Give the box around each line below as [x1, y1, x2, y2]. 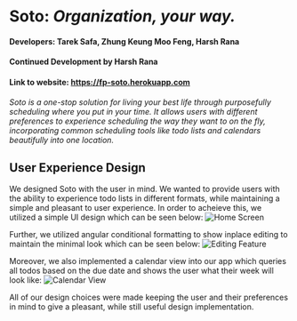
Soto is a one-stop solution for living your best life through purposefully [9, 96, 271, 108]
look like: [9, 275, 43, 285]
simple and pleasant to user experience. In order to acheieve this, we [9, 203, 262, 213]
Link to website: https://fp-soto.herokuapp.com [9, 76, 191, 87]
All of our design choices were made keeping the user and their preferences [9, 292, 289, 303]
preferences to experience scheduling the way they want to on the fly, [9, 116, 267, 126]
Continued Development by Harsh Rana [9, 56, 158, 68]
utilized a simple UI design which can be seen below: [9, 212, 204, 223]
